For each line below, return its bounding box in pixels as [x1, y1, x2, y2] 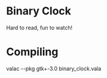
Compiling [6, 45, 59, 59]
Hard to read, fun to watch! [6, 24, 73, 31]
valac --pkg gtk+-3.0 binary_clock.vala [6, 65, 102, 72]
